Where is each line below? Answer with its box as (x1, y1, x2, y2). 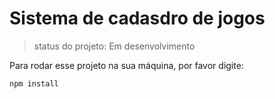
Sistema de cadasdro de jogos (9, 7, 266, 30)
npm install (9, 78, 59, 89)
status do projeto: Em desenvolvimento (33, 40, 196, 52)
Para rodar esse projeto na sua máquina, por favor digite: (9, 59, 244, 71)
